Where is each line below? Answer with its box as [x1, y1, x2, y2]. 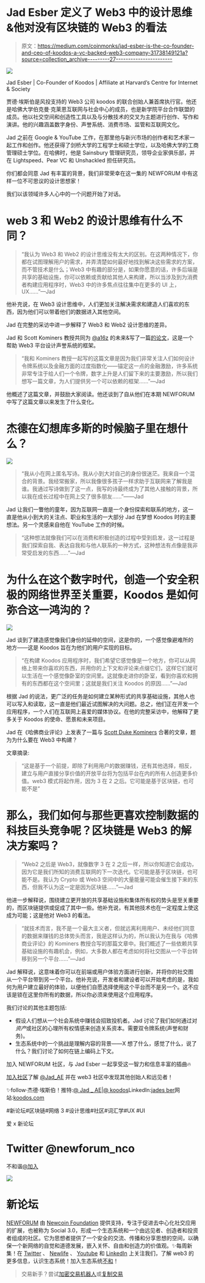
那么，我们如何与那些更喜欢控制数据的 [6, 808, 200, 822]
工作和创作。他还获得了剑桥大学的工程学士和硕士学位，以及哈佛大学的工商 [11, 141, 199, 148]
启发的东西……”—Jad [32, 549, 85, 556]
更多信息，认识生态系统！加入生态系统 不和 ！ [6, 1257, 119, 1264]
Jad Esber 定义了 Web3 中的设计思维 [6, 5, 193, 20]
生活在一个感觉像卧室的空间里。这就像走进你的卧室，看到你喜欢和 [26, 672, 193, 679]
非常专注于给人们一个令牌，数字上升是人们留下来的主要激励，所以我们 [21, 370, 198, 377]
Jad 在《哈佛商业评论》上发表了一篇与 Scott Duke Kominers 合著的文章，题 [6, 728, 196, 735]
